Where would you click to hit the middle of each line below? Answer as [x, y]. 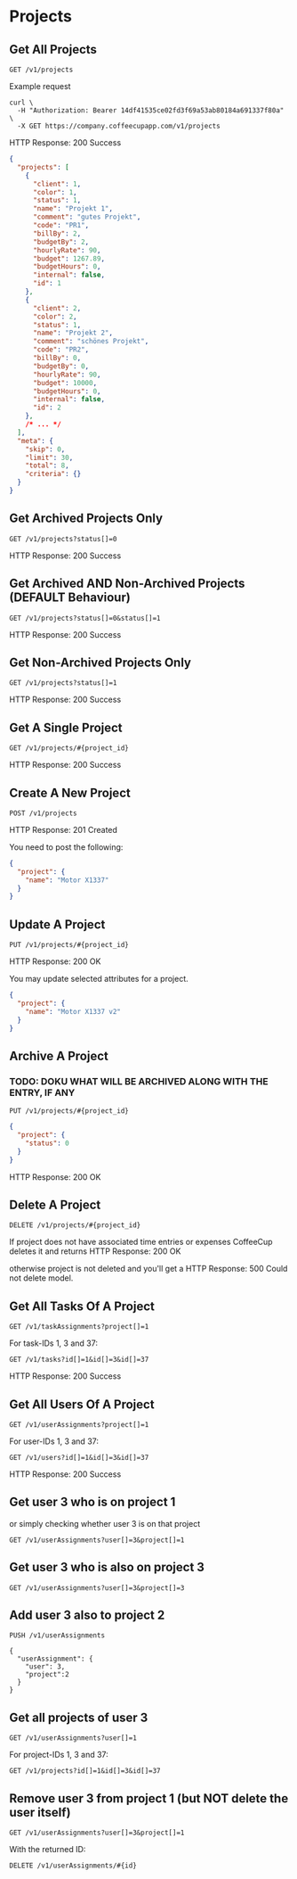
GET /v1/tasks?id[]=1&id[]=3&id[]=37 [79, 1360]
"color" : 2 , [55, 317]
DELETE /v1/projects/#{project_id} [75, 1225]
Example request [40, 86]
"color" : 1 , [55, 192]
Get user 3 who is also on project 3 [107, 1567]
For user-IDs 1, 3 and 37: [54, 1441]
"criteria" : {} [53, 474]
